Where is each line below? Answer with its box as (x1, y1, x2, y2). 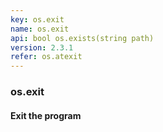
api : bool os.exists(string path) (10, 33, 155, 43)
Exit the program (10, 109, 82, 121)
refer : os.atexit (10, 52, 83, 62)
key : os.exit (10, 14, 65, 25)
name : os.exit (10, 24, 70, 34)
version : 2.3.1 (10, 42, 74, 53)
